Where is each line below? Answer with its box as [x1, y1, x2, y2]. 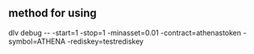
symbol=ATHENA [8, 36, 66, 46]
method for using [8, 6, 97, 20]
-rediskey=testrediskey [67, 36, 144, 46]
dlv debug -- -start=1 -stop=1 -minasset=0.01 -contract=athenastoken [8, 27, 242, 37]
